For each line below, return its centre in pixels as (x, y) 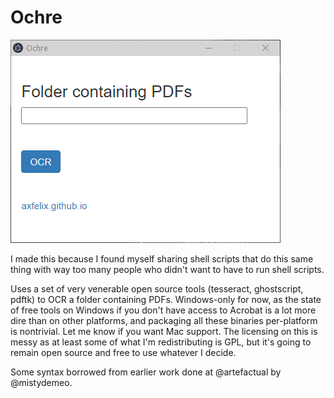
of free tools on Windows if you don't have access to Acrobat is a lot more (163, 310)
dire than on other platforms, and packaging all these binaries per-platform (164, 320)
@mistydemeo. (41, 382)
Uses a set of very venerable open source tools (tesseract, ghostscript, (157, 288)
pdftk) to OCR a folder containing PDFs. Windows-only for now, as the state (166, 299)
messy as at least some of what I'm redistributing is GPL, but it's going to (161, 342)
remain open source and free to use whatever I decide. (123, 352)
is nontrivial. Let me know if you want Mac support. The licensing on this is (164, 331)
